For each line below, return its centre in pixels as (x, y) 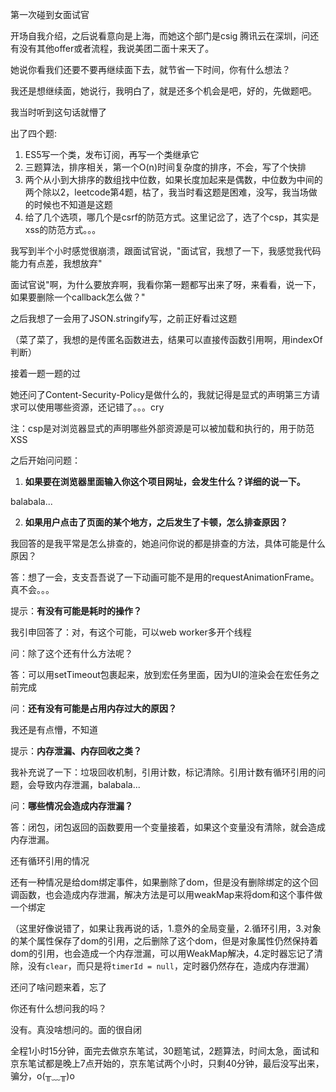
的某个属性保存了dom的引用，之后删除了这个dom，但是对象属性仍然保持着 (164, 941)
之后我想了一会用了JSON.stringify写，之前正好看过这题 (124, 318)
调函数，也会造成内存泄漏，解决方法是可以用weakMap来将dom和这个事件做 (166, 894)
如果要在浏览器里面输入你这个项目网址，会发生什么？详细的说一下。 (165, 481)
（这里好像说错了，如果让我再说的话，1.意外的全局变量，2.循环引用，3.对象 (166, 928)
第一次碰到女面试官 (50, 14)
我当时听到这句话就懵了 (58, 112)
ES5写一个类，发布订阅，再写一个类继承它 (112, 154)
